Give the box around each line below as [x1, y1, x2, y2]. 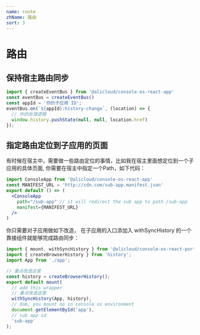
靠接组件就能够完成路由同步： [6, 234, 79, 241]
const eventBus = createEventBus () [6, 95, 95, 101]
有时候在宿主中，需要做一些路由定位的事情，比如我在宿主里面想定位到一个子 [6, 157, 194, 165]
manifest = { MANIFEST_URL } [17, 204, 79, 210]
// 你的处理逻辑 [11, 111, 46, 117]
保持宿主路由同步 [6, 73, 69, 83]
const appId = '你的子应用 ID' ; [6, 100, 82, 106]
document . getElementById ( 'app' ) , [11, 307, 95, 313]
